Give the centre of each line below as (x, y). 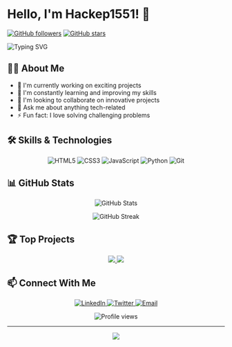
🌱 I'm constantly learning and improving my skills (87, 92)
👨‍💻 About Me (36, 69)
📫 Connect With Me (52, 283)
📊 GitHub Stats (41, 183)
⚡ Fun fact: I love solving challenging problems (84, 115)
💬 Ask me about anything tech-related (71, 107)
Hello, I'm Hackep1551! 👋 (79, 14)
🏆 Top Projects (41, 239)
